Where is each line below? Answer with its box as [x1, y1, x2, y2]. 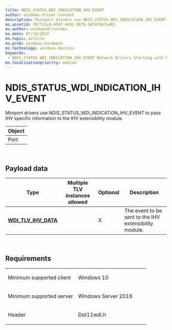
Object [8, 128, 25, 135]
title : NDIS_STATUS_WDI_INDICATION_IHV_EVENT [5, 7, 104, 13]
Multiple [67, 179, 89, 186]
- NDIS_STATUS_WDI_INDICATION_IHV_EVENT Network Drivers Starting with [7, 55, 164, 60]
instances [66, 192, 91, 199]
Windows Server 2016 [78, 293, 133, 300]
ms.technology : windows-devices [5, 46, 74, 51]
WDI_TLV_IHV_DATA [8, 217, 58, 223]
